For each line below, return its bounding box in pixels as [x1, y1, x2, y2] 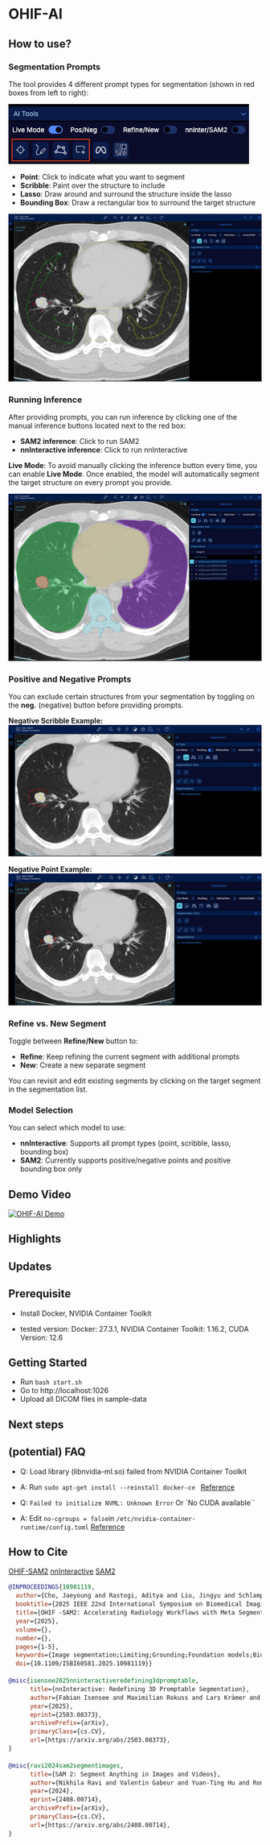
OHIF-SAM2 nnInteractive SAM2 [8, 1566, 117, 1576]
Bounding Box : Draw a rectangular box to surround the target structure [19, 197, 256, 207]
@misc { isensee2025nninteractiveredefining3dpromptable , [8, 1677, 199, 1685]
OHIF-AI [8, 5, 63, 23]
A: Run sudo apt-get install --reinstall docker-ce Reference [19, 1482, 235, 1491]
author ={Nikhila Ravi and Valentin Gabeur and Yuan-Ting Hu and [29, 1778, 250, 1787]
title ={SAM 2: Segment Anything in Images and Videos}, [29, 1770, 221, 1778]
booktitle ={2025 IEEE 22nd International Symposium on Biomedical [15, 1600, 243, 1608]
